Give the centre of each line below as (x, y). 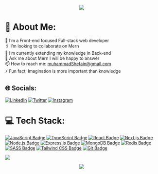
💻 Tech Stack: (35, 120)
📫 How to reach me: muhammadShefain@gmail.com (58, 64)
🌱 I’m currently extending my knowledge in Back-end (58, 53)
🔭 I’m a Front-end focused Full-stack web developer (57, 40)
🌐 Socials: (21, 88)
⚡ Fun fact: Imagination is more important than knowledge (63, 71)
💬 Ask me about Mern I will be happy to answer (52, 58)
